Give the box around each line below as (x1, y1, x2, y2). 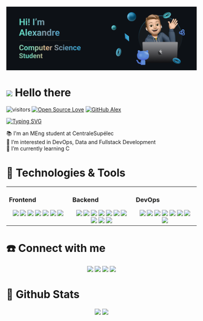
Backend (72, 196, 99, 204)
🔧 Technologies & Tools (6, 166, 126, 179)
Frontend (8, 196, 36, 204)
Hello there (14, 86, 71, 100)
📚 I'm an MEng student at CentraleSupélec (6, 130, 114, 137)
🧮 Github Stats (6, 288, 80, 302)
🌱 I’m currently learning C (6, 145, 70, 152)
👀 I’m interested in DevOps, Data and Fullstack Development (6, 138, 156, 145)
